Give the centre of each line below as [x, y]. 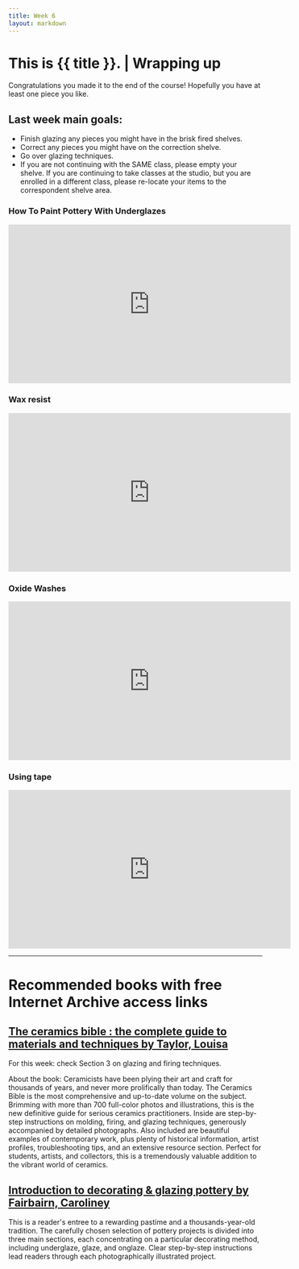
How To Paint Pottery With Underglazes [87, 211]
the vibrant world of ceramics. [58, 1165]
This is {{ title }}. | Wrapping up [115, 63]
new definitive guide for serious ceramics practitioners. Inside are [117, 1113]
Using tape [30, 777]
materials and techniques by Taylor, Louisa [118, 1044]
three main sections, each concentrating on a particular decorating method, [134, 1239]
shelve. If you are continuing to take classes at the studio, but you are [135, 173]
